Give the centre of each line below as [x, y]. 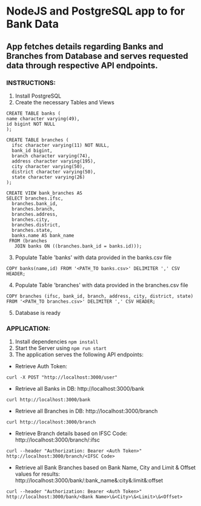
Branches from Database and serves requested [97, 56]
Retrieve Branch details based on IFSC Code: [71, 433]
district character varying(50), [54, 172]
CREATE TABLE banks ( [34, 113]
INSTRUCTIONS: [31, 83]
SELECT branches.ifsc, [35, 198]
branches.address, [35, 214]
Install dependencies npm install [57, 342]
